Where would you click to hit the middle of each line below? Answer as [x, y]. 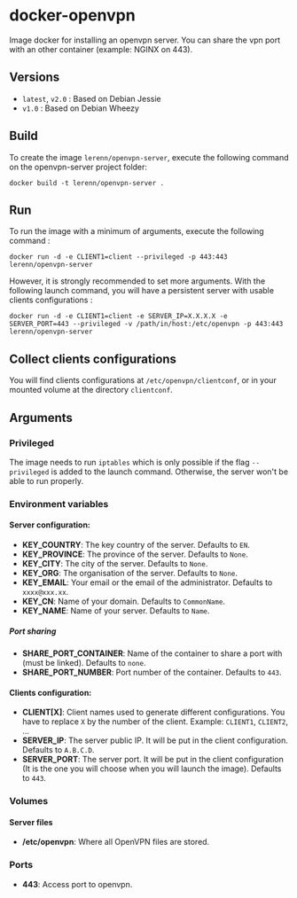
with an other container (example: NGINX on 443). [101, 49]
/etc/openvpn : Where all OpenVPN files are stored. [116, 842]
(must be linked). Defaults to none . [84, 662]
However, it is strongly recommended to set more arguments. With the [137, 281]
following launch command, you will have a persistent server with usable [142, 291]
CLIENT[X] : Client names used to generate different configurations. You [153, 712]
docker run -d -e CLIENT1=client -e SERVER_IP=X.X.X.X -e [118, 316]
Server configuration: [50, 525]
